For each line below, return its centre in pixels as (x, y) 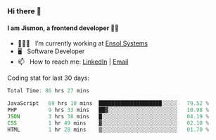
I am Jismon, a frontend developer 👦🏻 (63, 28)
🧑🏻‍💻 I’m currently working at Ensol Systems (83, 43)
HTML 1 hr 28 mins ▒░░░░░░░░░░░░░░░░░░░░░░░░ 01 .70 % (108, 129)
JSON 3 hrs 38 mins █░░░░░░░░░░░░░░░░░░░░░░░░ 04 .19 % (108, 116)
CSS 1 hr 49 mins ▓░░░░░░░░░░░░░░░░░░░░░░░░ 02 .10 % (108, 123)
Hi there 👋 (25, 11)
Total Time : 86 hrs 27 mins (49, 91)
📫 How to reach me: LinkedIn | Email (73, 62)
